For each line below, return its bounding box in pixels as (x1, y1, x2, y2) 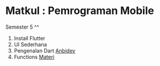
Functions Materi (13, 53, 55, 60)
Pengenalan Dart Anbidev (13, 47, 76, 54)
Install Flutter (13, 34, 45, 41)
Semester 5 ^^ (5, 23, 40, 30)
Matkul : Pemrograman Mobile (5, 4, 155, 18)
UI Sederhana (13, 41, 47, 48)
